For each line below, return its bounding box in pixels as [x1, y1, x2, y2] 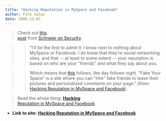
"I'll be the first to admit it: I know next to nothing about [29, 45, 142, 51]
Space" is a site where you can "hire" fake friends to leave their [29, 75, 159, 81]
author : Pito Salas [5, 12, 45, 17]
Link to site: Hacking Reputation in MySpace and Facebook [12, 110, 136, 116]
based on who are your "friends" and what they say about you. [29, 60, 158, 67]
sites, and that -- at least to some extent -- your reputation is [29, 55, 154, 61]
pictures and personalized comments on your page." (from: [29, 81, 150, 86]
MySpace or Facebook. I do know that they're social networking [29, 50, 160, 56]
